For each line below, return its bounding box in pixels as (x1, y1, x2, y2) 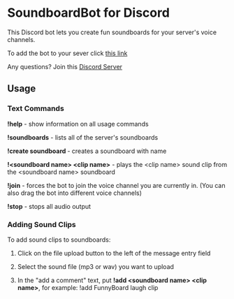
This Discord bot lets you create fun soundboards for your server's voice (7, 28, 217, 36)
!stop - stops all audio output (7, 202, 92, 210)
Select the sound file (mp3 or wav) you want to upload (17, 262, 175, 270)
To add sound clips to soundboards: (7, 235, 111, 244)
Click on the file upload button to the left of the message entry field (17, 249, 211, 257)
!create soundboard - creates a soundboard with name (7, 147, 167, 155)
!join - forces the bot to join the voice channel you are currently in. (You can (7, 181, 226, 189)
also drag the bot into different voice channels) (7, 189, 142, 197)
